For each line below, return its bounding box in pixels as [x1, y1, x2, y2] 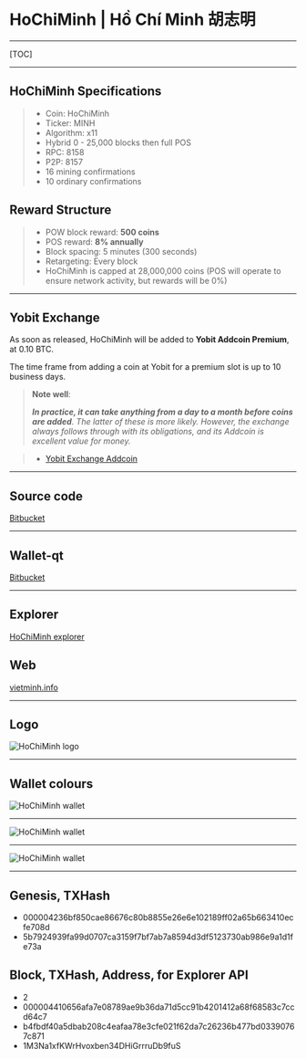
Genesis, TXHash [9, 887, 111, 903]
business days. [9, 372, 66, 383]
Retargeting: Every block [45, 256, 138, 267]
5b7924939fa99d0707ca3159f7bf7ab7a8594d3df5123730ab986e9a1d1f [22, 931, 294, 942]
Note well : [31, 389, 71, 400]
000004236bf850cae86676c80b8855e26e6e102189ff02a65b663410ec [22, 912, 294, 923]
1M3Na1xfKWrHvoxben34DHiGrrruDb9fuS [22, 1040, 181, 1051]
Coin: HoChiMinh [45, 108, 110, 119]
